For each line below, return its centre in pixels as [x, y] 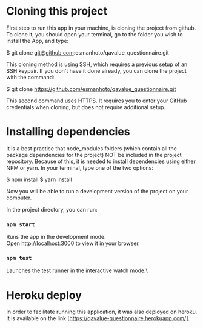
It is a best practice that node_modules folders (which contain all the [92, 148]
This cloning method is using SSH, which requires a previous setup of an [97, 64]
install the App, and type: [38, 41]
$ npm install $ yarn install [39, 179]
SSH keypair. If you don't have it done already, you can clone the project [96, 70]
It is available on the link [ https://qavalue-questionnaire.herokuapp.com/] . [98, 318]
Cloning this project [57, 11]
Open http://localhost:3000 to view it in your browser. [73, 243]
